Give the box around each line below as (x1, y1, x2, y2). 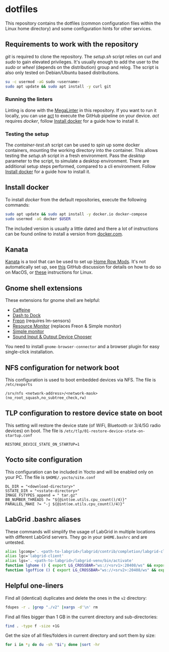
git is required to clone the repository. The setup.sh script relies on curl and (5, 53, 161, 59)
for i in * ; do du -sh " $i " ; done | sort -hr (5, 642, 100, 647)
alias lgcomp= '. (5, 549, 39, 554)
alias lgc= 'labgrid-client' (5, 553, 64, 559)
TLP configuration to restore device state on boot (5, 409, 162, 418)
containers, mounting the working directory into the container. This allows (5, 147, 158, 153)
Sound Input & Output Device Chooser (12, 334, 92, 340)
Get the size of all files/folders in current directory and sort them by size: (5, 632, 156, 638)
